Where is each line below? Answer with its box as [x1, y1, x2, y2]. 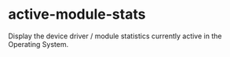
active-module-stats [8, 5, 146, 23]
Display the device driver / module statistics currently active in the [8, 31, 222, 41]
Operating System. [8, 39, 69, 48]
